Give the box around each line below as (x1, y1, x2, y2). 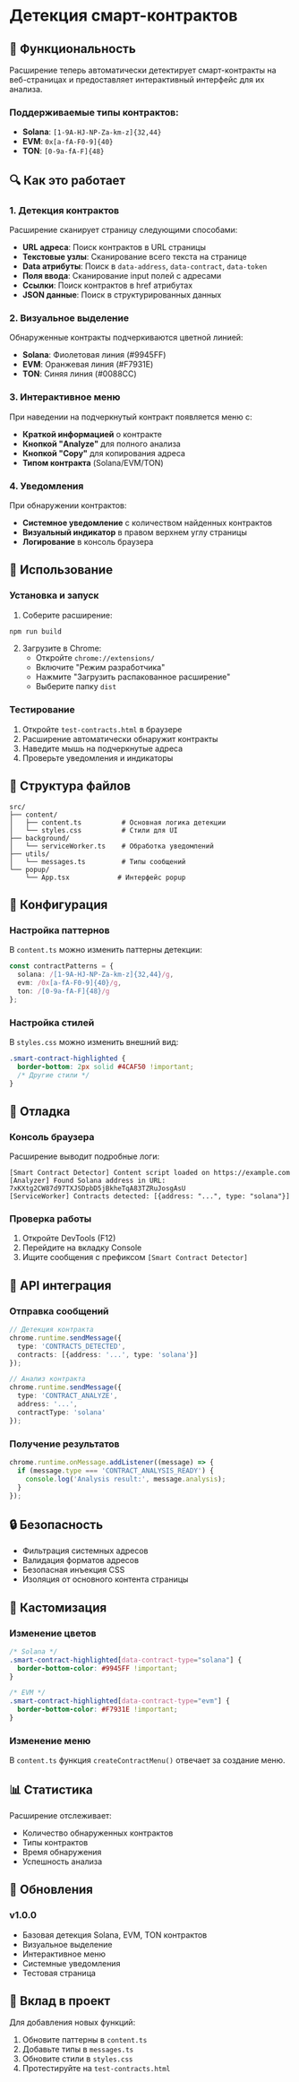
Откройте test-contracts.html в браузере (21, 723, 183, 735)
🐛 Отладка (9, 1103, 71, 1119)
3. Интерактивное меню (9, 391, 121, 403)
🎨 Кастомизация (9, 1600, 107, 1615)
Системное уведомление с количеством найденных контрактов (21, 517, 273, 528)
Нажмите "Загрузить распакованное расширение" (35, 671, 231, 682)
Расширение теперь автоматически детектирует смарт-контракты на (9, 65, 277, 75)
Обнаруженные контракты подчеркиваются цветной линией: (9, 333, 243, 343)
